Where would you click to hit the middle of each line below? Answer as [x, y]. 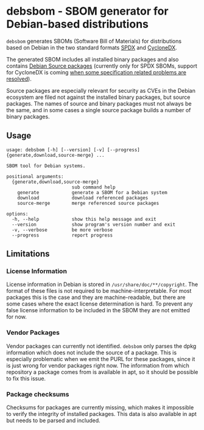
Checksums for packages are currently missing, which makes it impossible [100, 407]
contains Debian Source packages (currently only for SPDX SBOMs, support [102, 66]
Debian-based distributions [78, 24]
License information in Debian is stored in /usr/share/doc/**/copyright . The [102, 284]
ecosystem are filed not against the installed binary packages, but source [98, 97]
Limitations [28, 254]
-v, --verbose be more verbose [62, 230]
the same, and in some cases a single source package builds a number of [99, 110]
